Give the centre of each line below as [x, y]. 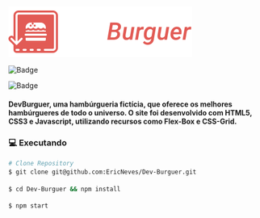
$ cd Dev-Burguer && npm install [65, 189]
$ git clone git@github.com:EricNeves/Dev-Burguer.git [103, 172]
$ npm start [28, 206]
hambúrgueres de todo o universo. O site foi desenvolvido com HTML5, [130, 112]
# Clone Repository [41, 163]
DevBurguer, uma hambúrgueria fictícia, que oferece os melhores [120, 104]
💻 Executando [38, 142]
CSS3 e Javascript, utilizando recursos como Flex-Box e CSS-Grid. [123, 121]
